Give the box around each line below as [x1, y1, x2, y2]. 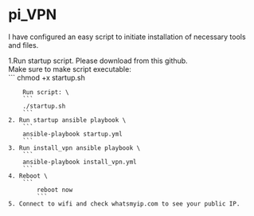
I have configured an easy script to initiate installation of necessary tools [8, 32, 246, 41]
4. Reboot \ [8, 171, 48, 180]
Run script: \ [22, 88, 69, 96]
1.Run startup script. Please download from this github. [8, 56, 189, 65]
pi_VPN [8, 6, 57, 24]
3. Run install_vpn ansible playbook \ [8, 143, 141, 152]
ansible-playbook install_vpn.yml [22, 158, 137, 166]
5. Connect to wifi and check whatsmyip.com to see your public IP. [8, 199, 240, 208]
